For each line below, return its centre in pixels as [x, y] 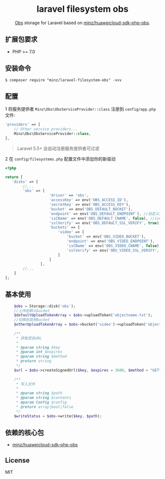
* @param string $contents [43, 398]
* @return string [34, 361]
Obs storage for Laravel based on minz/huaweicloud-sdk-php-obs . [82, 23]
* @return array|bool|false [45, 407]
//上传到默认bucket [32, 311]
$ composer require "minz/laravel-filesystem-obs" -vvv [63, 80]
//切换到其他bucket [32, 320]
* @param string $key [38, 347]
